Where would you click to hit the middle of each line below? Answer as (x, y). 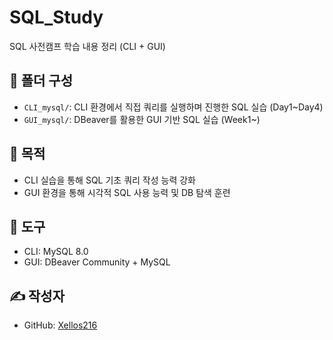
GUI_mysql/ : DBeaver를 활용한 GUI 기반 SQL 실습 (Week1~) (142, 119)
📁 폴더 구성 (41, 81)
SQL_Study (56, 17)
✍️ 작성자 (37, 296)
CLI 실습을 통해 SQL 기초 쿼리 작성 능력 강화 (110, 180)
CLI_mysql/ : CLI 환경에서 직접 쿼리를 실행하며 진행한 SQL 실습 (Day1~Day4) (173, 107)
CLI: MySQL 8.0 (56, 252)
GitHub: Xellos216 (60, 325)
